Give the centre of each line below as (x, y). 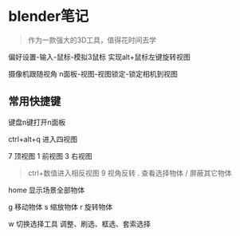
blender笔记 (49, 16)
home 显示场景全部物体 (47, 190)
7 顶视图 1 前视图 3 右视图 (50, 155)
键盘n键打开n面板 (37, 122)
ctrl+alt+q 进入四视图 (43, 139)
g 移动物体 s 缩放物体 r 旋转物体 (61, 206)
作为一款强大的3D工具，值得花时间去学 (92, 40)
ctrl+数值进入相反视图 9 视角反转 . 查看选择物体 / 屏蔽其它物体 (130, 173)
